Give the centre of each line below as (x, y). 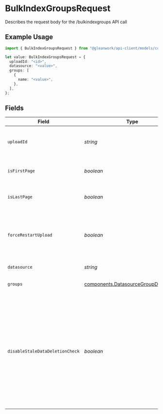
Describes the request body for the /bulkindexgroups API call (66, 22)
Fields (15, 108)
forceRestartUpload (30, 235)
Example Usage (29, 37)
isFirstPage (21, 171)
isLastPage (20, 197)
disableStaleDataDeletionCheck (44, 351)
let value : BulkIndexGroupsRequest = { (45, 57)
